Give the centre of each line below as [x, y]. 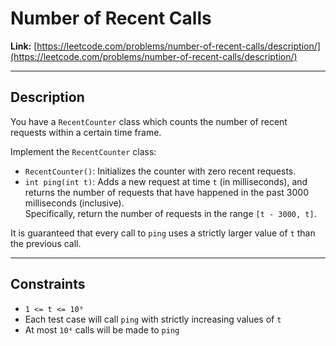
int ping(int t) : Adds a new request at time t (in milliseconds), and [166, 181]
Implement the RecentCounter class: [83, 151]
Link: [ [24, 46]
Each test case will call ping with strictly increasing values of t [153, 319]
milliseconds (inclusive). [74, 203]
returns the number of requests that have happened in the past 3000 [166, 192]
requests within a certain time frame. [86, 132]
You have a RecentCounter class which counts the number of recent [149, 121]
